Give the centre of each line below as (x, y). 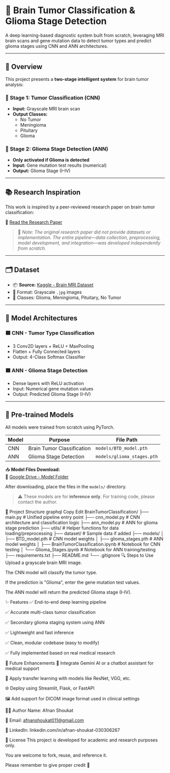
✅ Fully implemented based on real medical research (60, 652)
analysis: (14, 84)
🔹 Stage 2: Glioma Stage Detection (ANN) (57, 148)
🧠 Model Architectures (41, 318)
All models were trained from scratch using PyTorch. (60, 427)
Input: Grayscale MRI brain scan (46, 109)
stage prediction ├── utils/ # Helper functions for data (62, 528)
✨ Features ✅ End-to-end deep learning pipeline (56, 602)
